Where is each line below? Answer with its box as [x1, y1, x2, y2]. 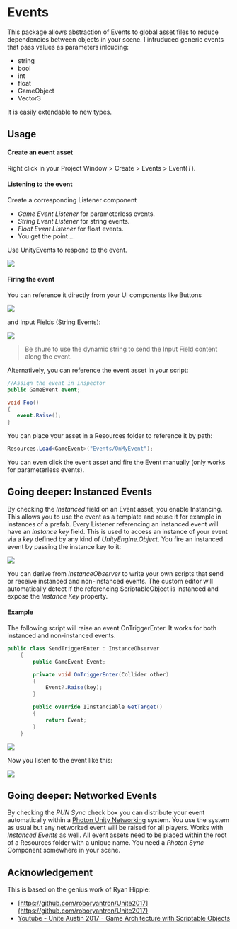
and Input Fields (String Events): [7, 318, 101, 326]
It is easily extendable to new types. [7, 108, 112, 116]
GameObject [17, 86, 54, 95]
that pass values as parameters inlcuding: [7, 42, 129, 51]
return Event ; [45, 716, 87, 724]
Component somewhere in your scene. [7, 846, 121, 855]
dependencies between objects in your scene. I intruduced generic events [7, 35, 224, 43]
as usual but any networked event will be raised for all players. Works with [7, 824, 224, 832]
